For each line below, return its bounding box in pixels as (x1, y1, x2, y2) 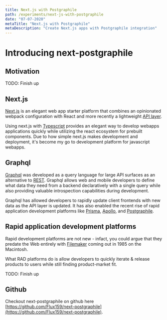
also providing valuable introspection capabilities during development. (5, 187, 150, 193)
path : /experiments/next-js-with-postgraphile (5, 12, 104, 17)
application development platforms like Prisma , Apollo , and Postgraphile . (5, 208, 155, 214)
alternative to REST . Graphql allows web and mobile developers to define (5, 177, 155, 183)
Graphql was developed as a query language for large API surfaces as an (5, 171, 156, 177)
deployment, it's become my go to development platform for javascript (5, 139, 150, 145)
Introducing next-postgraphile (5, 47, 133, 59)
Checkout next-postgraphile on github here (5, 299, 94, 305)
